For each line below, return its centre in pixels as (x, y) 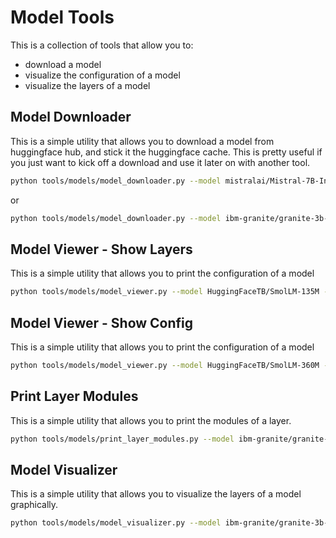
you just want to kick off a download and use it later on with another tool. (160, 162)
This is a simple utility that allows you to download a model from (142, 141)
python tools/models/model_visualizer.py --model (116, 523)
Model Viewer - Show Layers (101, 249)
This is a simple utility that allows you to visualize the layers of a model (156, 494)
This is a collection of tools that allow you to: (102, 45)
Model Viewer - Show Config (102, 322)
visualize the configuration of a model (102, 75)
